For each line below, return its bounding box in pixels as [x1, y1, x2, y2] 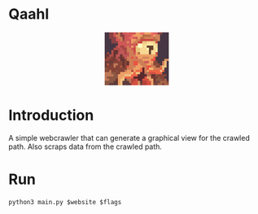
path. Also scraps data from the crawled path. [8, 142, 163, 151]
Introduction [8, 107, 94, 124]
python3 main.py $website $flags [8, 199, 122, 207]
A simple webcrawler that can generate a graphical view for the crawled [8, 133, 250, 143]
